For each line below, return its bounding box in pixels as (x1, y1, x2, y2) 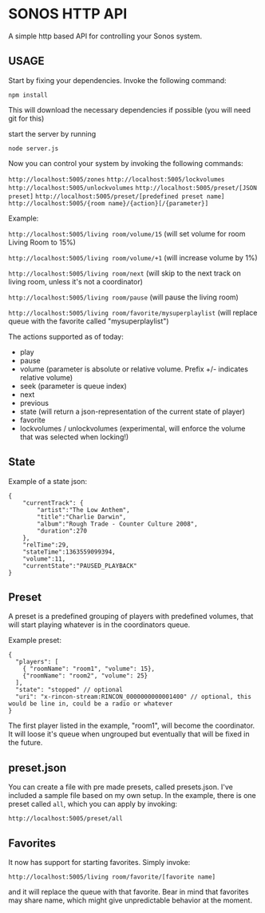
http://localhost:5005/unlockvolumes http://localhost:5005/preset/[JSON (8, 184, 257, 192)
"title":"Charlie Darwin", (37, 513, 127, 521)
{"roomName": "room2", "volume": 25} (22, 672, 148, 680)
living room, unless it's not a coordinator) (8, 276, 144, 286)
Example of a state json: (8, 476, 88, 486)
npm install (8, 91, 48, 99)
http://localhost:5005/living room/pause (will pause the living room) (8, 292, 239, 302)
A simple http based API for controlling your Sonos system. (8, 31, 202, 41)
